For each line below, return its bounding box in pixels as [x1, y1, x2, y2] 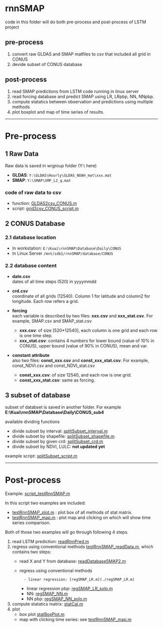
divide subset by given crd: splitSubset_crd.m [12, 438, 103, 444]
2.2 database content [5, 263, 57, 269]
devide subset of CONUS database [12, 61, 82, 67]
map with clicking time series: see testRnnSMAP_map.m [19, 616, 132, 622]
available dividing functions [5, 418, 60, 425]
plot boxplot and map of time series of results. [12, 109, 104, 115]
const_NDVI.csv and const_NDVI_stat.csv [12, 363, 95, 368]
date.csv [12, 273, 31, 279]
